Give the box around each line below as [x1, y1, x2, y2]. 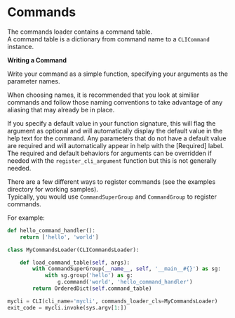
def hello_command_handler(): [7, 227, 96, 234]
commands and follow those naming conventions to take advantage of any [7, 98, 223, 106]
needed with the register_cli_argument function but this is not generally [7, 156, 217, 165]
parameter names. [7, 77, 60, 85]
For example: [7, 213, 46, 222]
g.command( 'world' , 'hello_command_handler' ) [57, 279, 193, 286]
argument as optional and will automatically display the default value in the [7, 126, 223, 135]
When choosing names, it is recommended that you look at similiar [7, 91, 200, 99]
